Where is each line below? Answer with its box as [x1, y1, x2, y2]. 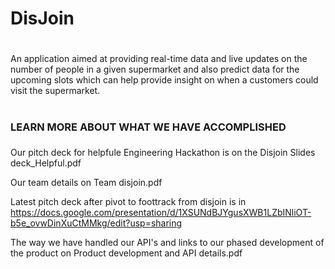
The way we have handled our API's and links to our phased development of [10, 237, 325, 249]
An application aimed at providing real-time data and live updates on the [10, 53, 308, 65]
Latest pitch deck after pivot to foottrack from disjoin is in [10, 196, 247, 208]
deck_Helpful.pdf [10, 157, 82, 169]
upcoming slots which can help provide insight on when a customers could [10, 74, 319, 86]
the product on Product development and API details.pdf [10, 247, 243, 259]
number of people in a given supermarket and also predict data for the [10, 63, 300, 76]
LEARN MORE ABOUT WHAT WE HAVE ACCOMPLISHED [10, 120, 287, 134]
